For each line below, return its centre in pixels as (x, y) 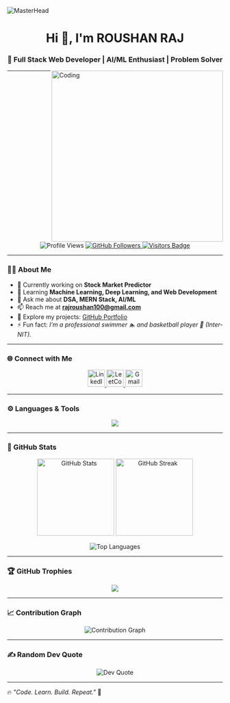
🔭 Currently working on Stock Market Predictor (84, 285)
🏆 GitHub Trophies (40, 571)
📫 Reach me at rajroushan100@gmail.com (79, 307)
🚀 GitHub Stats (32, 447)
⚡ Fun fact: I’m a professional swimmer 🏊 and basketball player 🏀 (110, 324)
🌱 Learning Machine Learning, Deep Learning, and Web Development (117, 292)
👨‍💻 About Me (29, 270)
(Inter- (214, 324)
